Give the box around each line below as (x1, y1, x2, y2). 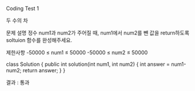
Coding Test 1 (6, 5, 39, 12)
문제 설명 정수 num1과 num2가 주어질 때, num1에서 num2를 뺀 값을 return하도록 (6, 29, 190, 36)
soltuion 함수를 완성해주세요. (6, 37, 73, 43)
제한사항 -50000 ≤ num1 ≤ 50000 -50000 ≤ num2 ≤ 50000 (6, 49, 148, 56)
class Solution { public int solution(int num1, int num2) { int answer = (6, 61, 170, 68)
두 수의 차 (6, 17, 28, 24)
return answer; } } (22, 67, 66, 73)
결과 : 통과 (6, 79, 30, 86)
